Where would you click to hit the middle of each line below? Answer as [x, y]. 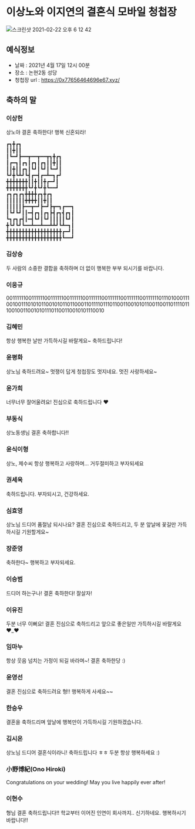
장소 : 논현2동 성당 [36, 72]
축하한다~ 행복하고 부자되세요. [41, 562]
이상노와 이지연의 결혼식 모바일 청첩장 [92, 12]
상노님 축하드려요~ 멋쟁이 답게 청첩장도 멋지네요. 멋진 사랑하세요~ [82, 371]
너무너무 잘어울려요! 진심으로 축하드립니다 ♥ [57, 402]
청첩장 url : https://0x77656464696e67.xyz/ [67, 79]
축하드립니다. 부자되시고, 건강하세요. [48, 494]
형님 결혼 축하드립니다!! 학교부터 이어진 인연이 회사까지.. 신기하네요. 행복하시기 [96, 813]
